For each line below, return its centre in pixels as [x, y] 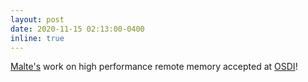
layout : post [37, 19]
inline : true [37, 38]
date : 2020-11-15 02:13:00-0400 [77, 29]
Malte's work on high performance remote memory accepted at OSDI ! [154, 67]
